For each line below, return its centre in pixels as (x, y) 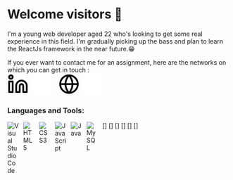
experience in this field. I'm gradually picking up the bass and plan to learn (115, 41)
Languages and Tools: (46, 110)
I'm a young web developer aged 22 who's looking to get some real (105, 34)
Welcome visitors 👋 (65, 14)
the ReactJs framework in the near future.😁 (71, 49)
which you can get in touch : (48, 70)
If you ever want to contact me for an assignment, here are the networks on (117, 62)
